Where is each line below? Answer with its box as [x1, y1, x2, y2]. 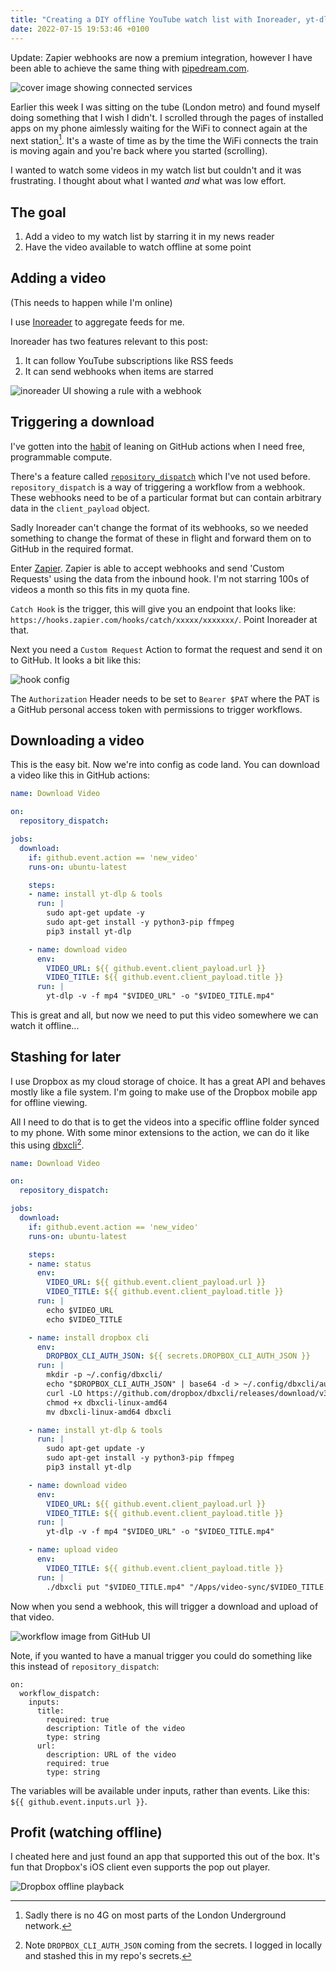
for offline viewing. [10, 1096, 88, 1108]
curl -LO [46, 1388, 83, 1398]
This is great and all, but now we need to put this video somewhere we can [10, 1009, 319, 1021]
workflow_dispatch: [19, 1688, 101, 1698]
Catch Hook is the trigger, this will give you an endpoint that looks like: [10, 602, 297, 615]
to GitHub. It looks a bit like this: [10, 654, 142, 666]
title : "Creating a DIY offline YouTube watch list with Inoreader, [10, 14, 302, 25]
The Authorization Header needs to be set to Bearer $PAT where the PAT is [10, 692, 320, 705]
